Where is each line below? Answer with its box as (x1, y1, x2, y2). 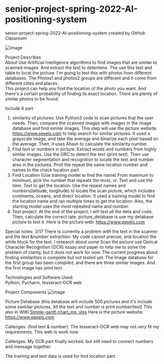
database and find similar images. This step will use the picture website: (12, 125, 158, 131)
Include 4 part (5, 105, 33, 111)
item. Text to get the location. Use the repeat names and (12, 182, 126, 188)
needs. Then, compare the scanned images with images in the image (12, 120, 152, 126)
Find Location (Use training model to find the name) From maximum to (12, 172, 154, 178)
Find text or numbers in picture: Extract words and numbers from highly (12, 146, 157, 152)
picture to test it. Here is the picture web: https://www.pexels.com (12, 219, 145, 225)
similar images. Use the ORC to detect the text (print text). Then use (12, 151, 149, 157)
